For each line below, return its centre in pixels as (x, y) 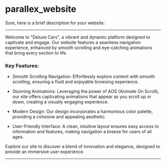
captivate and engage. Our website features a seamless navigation (73, 42)
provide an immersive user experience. (45, 152)
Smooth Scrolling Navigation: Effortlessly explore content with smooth (83, 77)
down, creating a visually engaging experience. (60, 102)
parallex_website (41, 9)
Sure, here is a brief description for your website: (55, 23)
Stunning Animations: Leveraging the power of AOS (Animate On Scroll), (86, 91)
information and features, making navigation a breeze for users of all (82, 132)
